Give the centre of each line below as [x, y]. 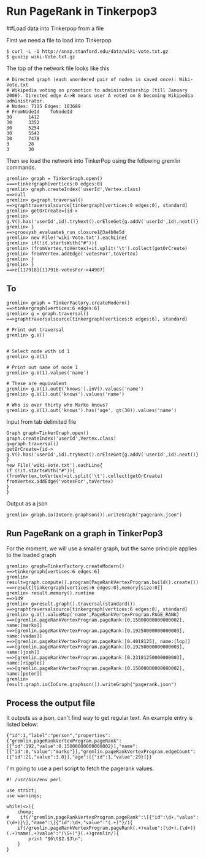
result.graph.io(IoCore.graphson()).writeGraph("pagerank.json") [91, 684]
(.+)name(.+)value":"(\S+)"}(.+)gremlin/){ [63, 833]
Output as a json [27, 503]
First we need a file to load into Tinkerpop [59, 40]
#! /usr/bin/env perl [34, 780]
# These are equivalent [37, 383]
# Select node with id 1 [38, 351]
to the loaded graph [31, 555]
